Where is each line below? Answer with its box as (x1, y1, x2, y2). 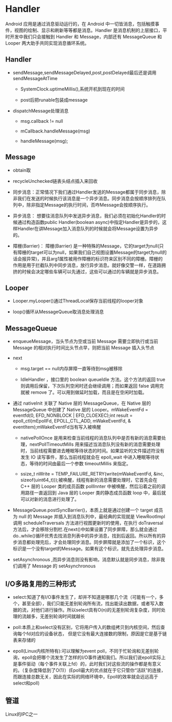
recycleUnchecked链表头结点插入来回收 (12, 178, 98, 184)
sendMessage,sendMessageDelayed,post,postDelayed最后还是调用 (12, 69, 157, 75)
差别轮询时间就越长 (44, 613, 85, 619)
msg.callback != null (20, 118, 63, 124)
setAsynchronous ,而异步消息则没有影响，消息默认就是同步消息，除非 (12, 557, 161, 563)
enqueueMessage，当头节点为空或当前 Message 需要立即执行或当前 (12, 338, 158, 345)
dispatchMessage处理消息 (12, 107, 69, 113)
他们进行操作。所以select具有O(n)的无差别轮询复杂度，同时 (35, 607, 161, 613)
